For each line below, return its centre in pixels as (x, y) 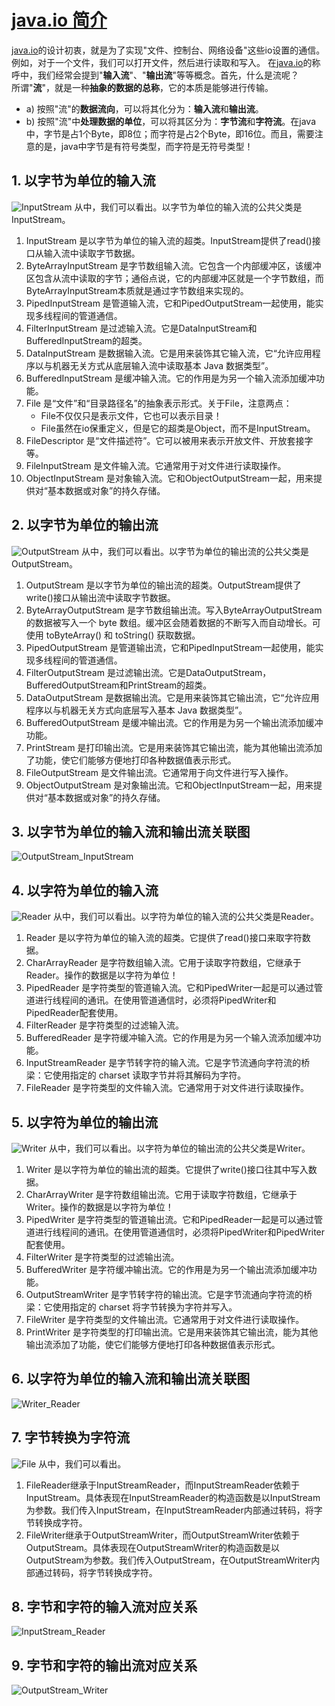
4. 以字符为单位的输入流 (85, 890)
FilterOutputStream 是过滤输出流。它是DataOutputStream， (148, 672)
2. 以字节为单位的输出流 (85, 525)
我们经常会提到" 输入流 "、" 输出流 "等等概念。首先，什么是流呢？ (168, 75)
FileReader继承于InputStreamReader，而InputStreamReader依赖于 (162, 1485)
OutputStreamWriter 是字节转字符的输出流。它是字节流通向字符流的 (164, 1294)
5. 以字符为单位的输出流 (84, 1122)
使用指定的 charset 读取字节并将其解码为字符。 (149, 1075)
